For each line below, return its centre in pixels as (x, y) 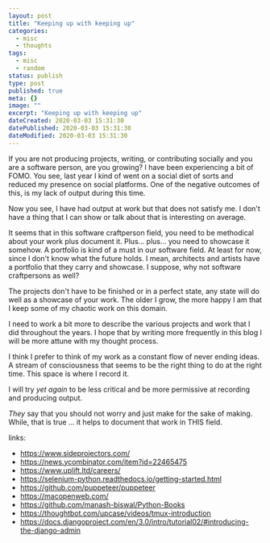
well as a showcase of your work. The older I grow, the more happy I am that (135, 300)
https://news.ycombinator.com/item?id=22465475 (104, 462)
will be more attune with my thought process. (83, 341)
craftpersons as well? (44, 276)
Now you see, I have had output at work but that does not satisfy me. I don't (134, 208)
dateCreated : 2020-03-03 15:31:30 (66, 121)
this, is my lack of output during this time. (77, 193)
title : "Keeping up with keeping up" (72, 23)
